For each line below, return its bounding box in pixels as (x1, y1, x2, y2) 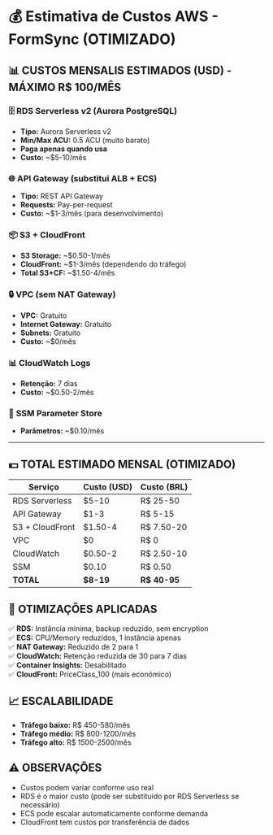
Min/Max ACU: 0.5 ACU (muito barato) (19, 135, 150, 145)
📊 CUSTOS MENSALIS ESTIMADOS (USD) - (8, 63, 232, 77)
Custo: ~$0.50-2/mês (19, 388, 94, 398)
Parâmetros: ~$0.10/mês (19, 426, 105, 436)
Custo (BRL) (140, 481, 188, 493)
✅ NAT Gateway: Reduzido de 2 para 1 (8, 641, 139, 651)
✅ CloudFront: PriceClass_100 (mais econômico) (8, 669, 172, 679)
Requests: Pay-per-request (19, 200, 113, 210)
